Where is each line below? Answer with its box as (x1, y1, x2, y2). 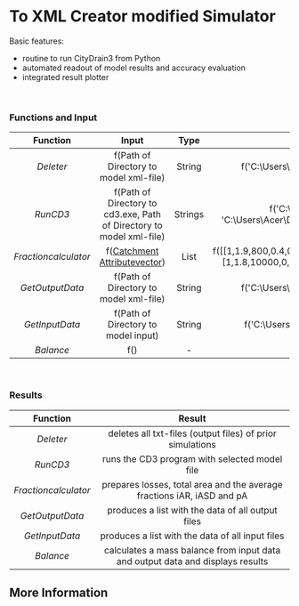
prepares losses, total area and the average (101, 478, 283, 490)
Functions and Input (9, 111, 98, 124)
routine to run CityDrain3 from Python (21, 53, 161, 63)
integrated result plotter (21, 71, 109, 82)
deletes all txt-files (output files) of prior (108, 427, 278, 440)
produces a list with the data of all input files (100, 529, 285, 542)
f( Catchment (105, 245, 159, 257)
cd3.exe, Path (103, 208, 162, 221)
